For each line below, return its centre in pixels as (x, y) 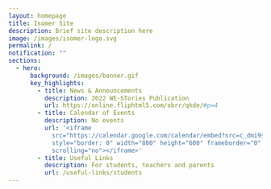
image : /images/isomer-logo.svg (63, 38)
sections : (25, 61)
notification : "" (38, 53)
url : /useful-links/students (93, 173)
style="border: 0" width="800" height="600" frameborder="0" (156, 143)
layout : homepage (38, 16)
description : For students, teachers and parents (129, 166)
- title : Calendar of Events (86, 113)
